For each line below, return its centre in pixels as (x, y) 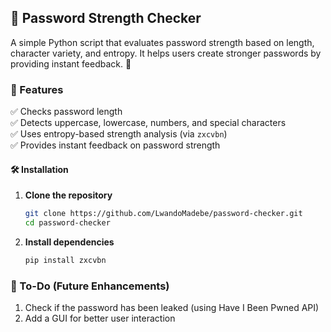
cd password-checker (67, 223)
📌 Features (37, 89)
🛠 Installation (39, 169)
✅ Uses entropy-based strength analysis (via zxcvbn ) (119, 134)
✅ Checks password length (66, 112)
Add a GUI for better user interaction (100, 318)
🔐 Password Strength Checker (106, 18)
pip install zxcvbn (65, 261)
